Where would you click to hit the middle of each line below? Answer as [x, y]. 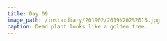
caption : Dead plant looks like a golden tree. [78, 26]
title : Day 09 [28, 14]
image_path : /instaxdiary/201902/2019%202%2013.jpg [83, 20]
